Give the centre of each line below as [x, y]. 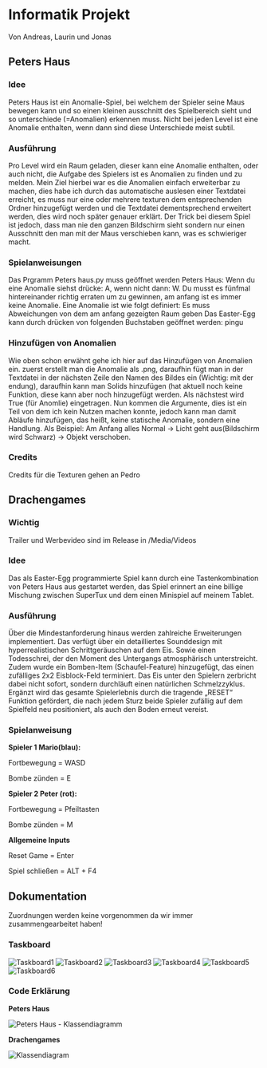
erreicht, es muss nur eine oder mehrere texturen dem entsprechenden [125, 199]
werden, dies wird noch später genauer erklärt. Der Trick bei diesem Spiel [130, 216]
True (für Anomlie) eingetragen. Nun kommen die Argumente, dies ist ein [128, 403]
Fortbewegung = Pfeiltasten [54, 809]
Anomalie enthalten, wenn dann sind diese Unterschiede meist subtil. [122, 127]
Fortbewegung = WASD [47, 763]
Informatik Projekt [69, 15]
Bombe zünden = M [41, 825]
